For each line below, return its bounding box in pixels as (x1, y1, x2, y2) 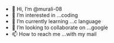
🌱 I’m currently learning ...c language (11, 18, 101, 24)
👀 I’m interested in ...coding (11, 12, 78, 19)
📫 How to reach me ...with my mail (11, 31, 97, 37)
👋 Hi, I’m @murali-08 (11, 6, 62, 12)
